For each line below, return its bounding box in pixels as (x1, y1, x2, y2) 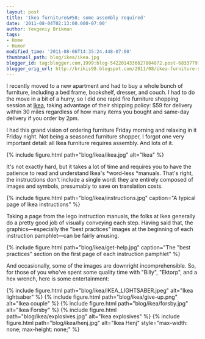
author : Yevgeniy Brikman (6, 26, 72, 32)
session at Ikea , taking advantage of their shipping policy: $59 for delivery (6, 102, 193, 109)
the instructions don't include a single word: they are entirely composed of (6, 176, 193, 184)
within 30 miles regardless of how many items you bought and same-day (6, 108, 190, 116)
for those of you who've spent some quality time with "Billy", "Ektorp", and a (6, 269, 198, 276)
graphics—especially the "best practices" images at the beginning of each (6, 226, 193, 233)
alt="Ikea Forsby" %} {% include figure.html (6, 306, 117, 314)
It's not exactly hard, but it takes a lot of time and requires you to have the (6, 163, 192, 171)
